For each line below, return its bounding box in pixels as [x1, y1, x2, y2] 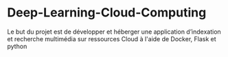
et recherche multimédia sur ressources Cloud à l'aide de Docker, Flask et [7, 34, 216, 43]
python [7, 42, 27, 50]
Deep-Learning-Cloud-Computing [7, 5, 207, 21]
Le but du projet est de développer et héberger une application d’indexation [7, 27, 221, 36]
